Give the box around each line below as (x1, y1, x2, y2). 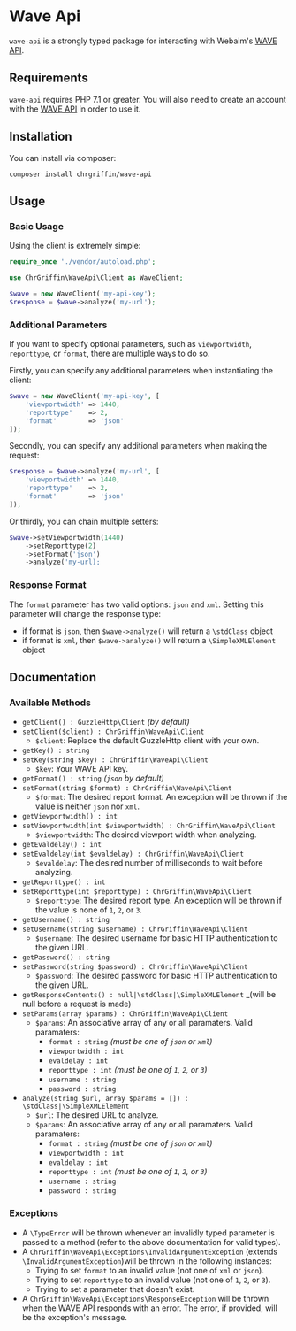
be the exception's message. (21, 1312, 128, 1322)
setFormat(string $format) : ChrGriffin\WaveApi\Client (21, 784, 232, 793)
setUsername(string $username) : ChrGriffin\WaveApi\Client (21, 925, 248, 935)
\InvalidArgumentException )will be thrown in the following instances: (21, 1255, 272, 1266)
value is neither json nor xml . (34, 801, 140, 812)
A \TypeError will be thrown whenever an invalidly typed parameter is (21, 1227, 276, 1238)
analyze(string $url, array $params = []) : (21, 1095, 189, 1104)
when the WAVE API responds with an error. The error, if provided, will (21, 1303, 278, 1313)
